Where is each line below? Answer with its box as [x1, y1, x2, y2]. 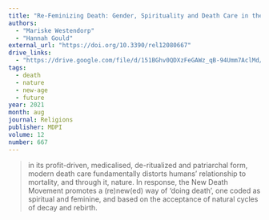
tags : [8, 64, 26, 72]
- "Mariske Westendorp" [15, 26, 94, 34]
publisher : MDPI [8, 123, 62, 131]
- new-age [15, 86, 48, 94]
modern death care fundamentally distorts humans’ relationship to [27, 169, 247, 178]
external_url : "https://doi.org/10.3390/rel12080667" [8, 42, 192, 50]
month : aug [8, 109, 45, 117]
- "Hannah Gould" [15, 34, 74, 42]
